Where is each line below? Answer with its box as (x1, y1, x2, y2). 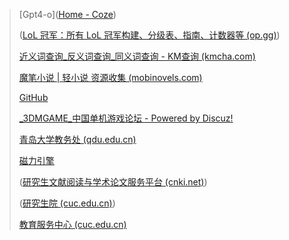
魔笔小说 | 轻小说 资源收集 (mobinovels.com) (18, 72, 203, 83)
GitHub (18, 92, 49, 103)
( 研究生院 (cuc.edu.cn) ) (18, 197, 116, 209)
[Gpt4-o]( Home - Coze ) (18, 9, 117, 20)
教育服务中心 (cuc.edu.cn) (18, 219, 127, 230)
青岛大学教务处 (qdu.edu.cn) (18, 134, 137, 145)
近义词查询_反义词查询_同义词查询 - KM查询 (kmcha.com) (18, 50, 256, 62)
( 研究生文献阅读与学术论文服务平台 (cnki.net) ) (18, 176, 208, 188)
